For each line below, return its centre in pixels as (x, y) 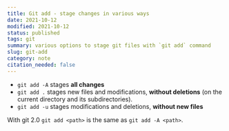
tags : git (21, 39)
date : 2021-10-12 (32, 20)
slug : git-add (28, 52)
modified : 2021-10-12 (38, 26)
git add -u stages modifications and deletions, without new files (110, 106)
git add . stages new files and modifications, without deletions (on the (120, 92)
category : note (29, 59)
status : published (33, 33)
